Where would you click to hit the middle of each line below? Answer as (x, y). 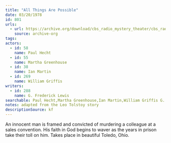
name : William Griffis (38, 81)
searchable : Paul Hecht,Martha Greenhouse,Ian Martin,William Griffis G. (85, 100)
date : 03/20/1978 (24, 15)
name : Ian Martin (33, 72)
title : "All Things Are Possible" (42, 10)
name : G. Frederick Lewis (42, 96)
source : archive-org (36, 34)
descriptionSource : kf (29, 110)
